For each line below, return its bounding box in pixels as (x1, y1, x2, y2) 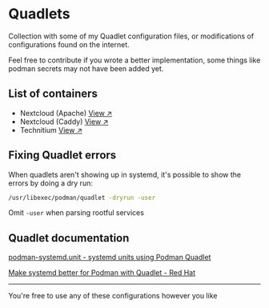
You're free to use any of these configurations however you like (8, 291, 218, 301)
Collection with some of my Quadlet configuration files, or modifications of (8, 31, 255, 41)
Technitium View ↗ (19, 125, 82, 134)
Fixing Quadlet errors (8, 149, 117, 162)
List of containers (8, 87, 98, 101)
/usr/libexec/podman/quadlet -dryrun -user (8, 194, 156, 202)
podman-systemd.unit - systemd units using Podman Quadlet (8, 253, 211, 262)
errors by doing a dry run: (8, 178, 94, 188)
